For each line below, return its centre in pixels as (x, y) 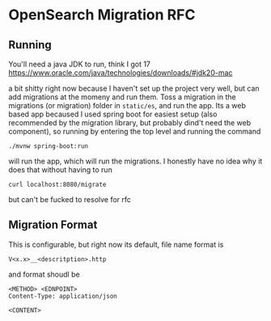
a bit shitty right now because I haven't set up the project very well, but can (134, 88)
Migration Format (53, 225)
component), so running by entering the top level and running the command (135, 131)
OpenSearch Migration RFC (102, 15)
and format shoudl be (44, 274)
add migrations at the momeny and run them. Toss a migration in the (122, 97)
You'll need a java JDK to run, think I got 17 (80, 64)
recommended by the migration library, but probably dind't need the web (130, 122)
